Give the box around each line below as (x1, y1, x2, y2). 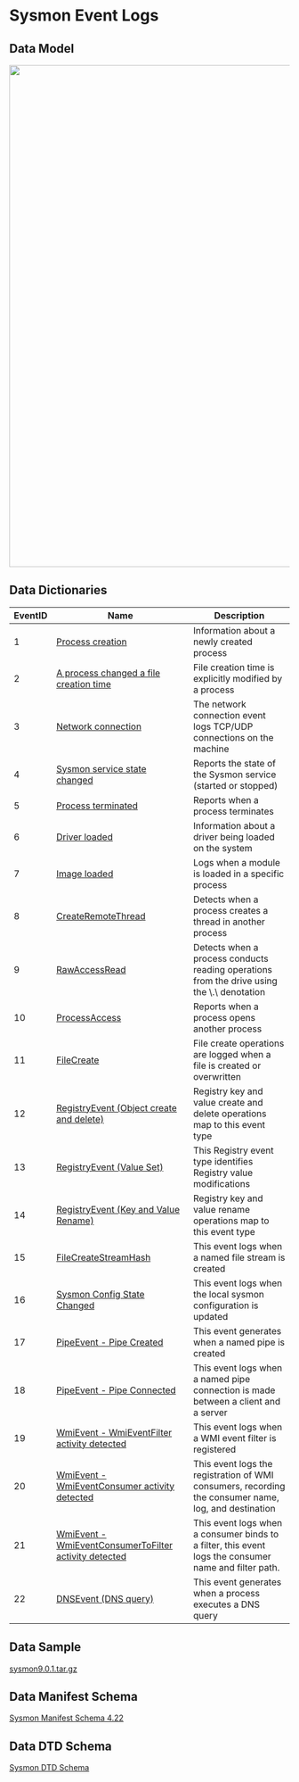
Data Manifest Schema (9, 1689, 138, 1704)
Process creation (56, 635, 127, 648)
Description (214, 609, 265, 621)
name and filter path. (192, 1561, 280, 1573)
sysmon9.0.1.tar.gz (9, 1663, 77, 1674)
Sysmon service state (56, 762, 147, 775)
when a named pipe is (192, 1336, 285, 1348)
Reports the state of (192, 757, 276, 769)
